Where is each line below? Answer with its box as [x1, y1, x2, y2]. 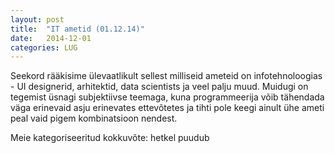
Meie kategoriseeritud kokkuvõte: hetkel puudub [10, 132, 210, 144]
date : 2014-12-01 [10, 33, 92, 43]
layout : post [10, 14, 65, 25]
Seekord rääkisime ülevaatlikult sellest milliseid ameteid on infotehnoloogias [10, 70, 323, 82]
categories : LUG [10, 42, 78, 53]
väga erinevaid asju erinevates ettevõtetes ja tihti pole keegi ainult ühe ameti [10, 102, 325, 114]
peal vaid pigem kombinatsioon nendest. [10, 112, 178, 125]
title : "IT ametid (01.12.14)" [10, 24, 145, 34]
